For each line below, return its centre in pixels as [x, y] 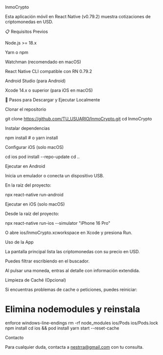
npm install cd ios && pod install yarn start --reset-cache [62, 328]
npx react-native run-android [34, 195]
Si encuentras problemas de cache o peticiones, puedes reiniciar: [71, 289]
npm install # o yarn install [32, 138]
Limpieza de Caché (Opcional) [35, 280]
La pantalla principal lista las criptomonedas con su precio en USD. [72, 251]
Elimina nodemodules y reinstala [73, 309]
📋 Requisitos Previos [26, 32]
